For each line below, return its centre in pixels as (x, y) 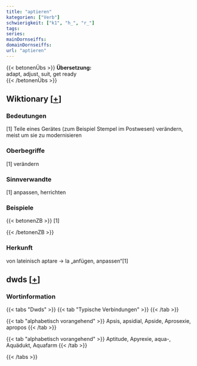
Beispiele (20, 208)
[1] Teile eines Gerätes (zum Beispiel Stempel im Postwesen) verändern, (95, 129)
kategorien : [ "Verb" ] (33, 17)
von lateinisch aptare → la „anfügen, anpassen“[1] (67, 261)
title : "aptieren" (29, 12)
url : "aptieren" (26, 51)
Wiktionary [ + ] (34, 99)
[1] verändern (23, 164)
